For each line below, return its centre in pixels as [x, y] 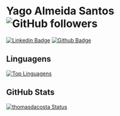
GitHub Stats [30, 92]
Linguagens [29, 59]
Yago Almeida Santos [60, 11]
